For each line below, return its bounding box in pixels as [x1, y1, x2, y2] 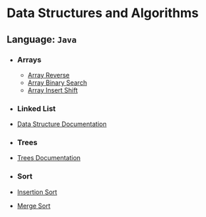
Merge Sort [16, 201, 51, 210]
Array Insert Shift [27, 85, 78, 94]
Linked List [16, 103, 56, 113]
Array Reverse [27, 70, 70, 79]
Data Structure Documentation [16, 120, 107, 129]
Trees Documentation [16, 154, 81, 162]
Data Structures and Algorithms [6, 5, 199, 21]
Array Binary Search [27, 78, 87, 87]
